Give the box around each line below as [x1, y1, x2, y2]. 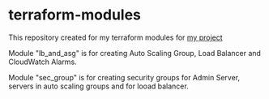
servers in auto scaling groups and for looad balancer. [8, 81, 189, 91]
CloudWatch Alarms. [8, 57, 77, 67]
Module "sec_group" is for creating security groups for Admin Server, [8, 72, 241, 82]
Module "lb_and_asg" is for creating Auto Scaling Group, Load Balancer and [8, 48, 262, 58]
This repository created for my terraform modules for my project [8, 32, 223, 42]
